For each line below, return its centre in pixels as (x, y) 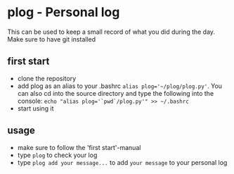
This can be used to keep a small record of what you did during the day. (111, 32)
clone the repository (47, 78)
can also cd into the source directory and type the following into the (116, 93)
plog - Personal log (64, 12)
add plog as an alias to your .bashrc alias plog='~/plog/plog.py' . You (120, 86)
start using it (35, 108)
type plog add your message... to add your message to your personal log (122, 162)
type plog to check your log (57, 155)
